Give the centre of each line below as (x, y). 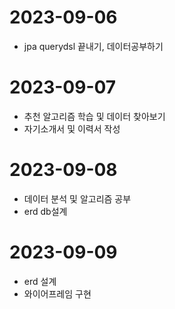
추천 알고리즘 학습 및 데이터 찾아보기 (94, 116)
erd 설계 (40, 281)
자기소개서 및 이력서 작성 (72, 128)
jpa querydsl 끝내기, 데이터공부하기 (93, 46)
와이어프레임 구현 (57, 293)
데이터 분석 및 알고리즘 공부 (77, 198)
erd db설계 (45, 211)
